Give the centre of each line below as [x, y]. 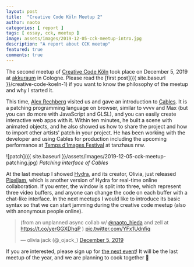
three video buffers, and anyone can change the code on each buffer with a [97, 192]
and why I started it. [30, 90]
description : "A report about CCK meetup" [58, 44]
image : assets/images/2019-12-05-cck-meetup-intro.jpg [74, 39]
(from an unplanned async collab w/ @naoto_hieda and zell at [94, 222]
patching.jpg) [22, 162]
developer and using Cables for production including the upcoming [87, 138]
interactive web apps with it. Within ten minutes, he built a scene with [89, 120]
